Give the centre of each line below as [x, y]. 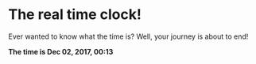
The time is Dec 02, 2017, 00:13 [61, 51]
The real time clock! [75, 15]
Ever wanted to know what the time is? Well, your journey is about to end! [128, 36]
